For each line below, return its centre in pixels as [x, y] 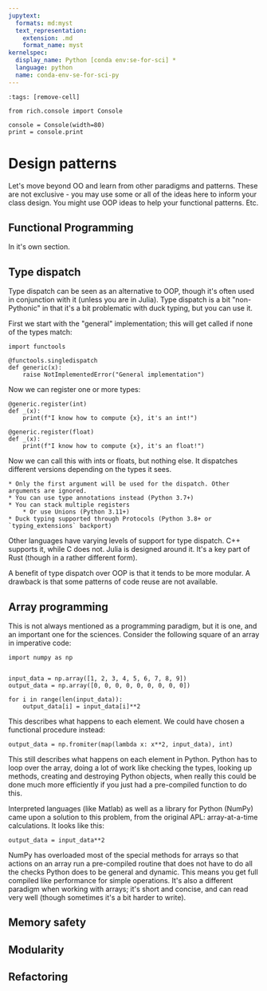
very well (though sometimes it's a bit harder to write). [97, 898]
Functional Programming [71, 227]
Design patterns [63, 163]
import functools [37, 347]
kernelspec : [28, 53]
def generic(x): [35, 368]
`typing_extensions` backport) [60, 526]
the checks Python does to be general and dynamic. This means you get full [133, 872]
